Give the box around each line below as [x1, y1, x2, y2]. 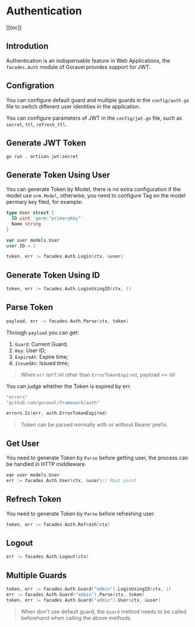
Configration [6, 80, 55, 91]
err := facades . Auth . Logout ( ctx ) [6, 554, 89, 560]
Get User [6, 438, 40, 448]
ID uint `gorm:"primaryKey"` [11, 216, 84, 222]
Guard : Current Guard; [14, 340, 68, 347]
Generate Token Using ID [6, 270, 100, 280]
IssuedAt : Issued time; [14, 359, 70, 367]
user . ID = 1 [6, 243, 36, 249]
